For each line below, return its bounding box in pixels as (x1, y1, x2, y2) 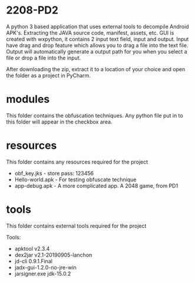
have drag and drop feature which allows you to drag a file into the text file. (6, 42, 189, 49)
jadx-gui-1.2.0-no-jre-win (14, 264, 77, 271)
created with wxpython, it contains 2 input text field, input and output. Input (6, 35, 189, 42)
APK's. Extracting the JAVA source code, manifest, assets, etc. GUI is (6, 29, 174, 36)
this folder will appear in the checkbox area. (6, 118, 113, 125)
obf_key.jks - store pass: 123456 (14, 169, 94, 177)
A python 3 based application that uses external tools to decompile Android (6, 23, 190, 30)
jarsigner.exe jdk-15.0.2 (14, 270, 71, 277)
